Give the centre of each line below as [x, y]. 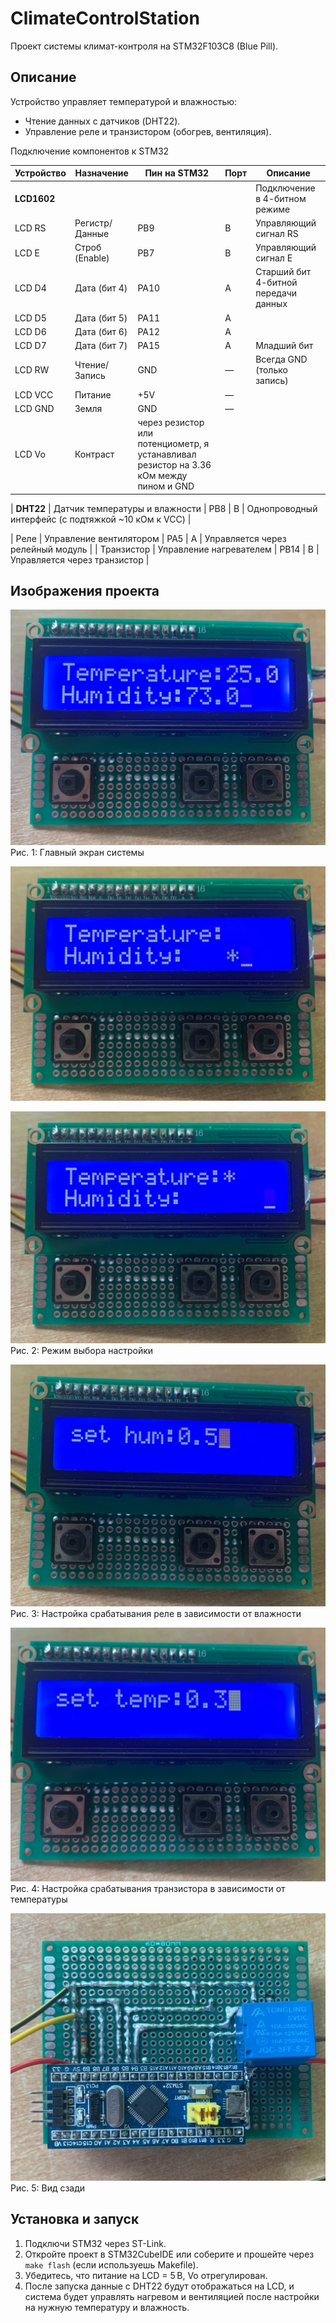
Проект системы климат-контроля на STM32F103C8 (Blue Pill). [144, 46]
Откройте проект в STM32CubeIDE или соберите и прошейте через [169, 2254]
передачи [276, 293]
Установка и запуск [75, 2219]
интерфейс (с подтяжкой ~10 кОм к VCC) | [101, 519]
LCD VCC [34, 394]
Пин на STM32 [177, 173]
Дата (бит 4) [101, 288]
